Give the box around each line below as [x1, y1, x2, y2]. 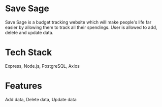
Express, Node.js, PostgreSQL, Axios [5, 63, 80, 69]
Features [5, 80, 42, 91]
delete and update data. [5, 29, 54, 35]
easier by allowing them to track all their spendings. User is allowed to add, [5, 24, 158, 30]
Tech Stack [5, 47, 52, 58]
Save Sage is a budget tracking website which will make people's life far [5, 19, 152, 25]
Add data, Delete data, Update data [5, 96, 77, 102]
